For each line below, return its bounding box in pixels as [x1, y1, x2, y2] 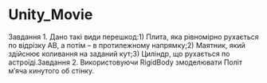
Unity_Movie [8, 6, 93, 24]
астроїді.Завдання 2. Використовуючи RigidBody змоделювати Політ [8, 57, 243, 67]
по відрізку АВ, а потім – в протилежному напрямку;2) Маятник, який [8, 40, 245, 49]
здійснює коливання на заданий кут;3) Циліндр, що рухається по [8, 49, 230, 58]
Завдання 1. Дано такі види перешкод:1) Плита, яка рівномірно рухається [8, 32, 259, 41]
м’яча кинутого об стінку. [8, 65, 94, 75]
